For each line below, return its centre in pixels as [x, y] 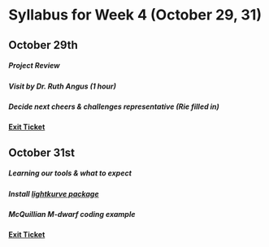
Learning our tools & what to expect [70, 173]
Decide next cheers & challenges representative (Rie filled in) [114, 106]
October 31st [42, 152]
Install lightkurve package [54, 193]
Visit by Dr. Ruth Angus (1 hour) [62, 86]
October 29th [43, 45]
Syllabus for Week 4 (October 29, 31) [135, 15]
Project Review [34, 66]
